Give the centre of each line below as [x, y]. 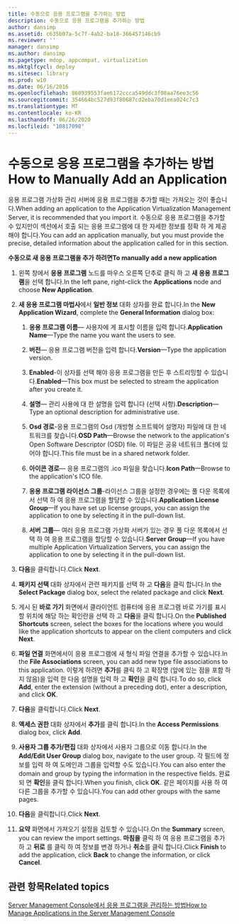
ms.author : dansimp [37, 54]
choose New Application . [56, 290]
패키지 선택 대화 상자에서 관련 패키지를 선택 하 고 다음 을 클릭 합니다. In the [120, 584]
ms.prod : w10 [27, 80]
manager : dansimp [34, 47]
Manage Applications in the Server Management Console [91, 913]
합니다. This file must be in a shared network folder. [116, 453]
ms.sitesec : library [39, 73]
